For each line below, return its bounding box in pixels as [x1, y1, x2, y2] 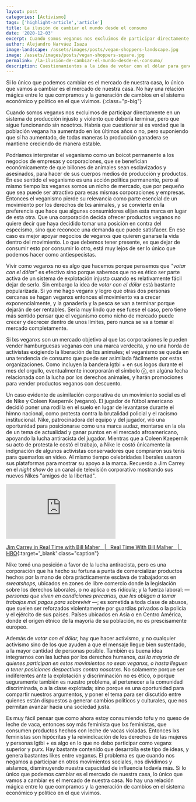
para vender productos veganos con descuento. [6, 380, 123, 387]
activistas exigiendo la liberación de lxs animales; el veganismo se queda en [6, 349, 189, 356]
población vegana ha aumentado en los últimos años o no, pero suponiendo [6, 128, 188, 135]
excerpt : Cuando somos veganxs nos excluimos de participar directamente [6, 36, 190, 42]
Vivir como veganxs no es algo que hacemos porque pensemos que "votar [6, 262, 186, 269]
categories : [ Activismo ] [6, 14, 66, 20]
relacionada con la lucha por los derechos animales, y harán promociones [6, 374, 184, 381]
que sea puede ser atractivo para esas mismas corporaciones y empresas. [6, 189, 185, 196]
